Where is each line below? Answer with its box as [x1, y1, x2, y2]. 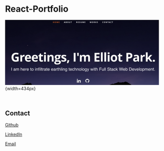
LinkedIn [5, 131, 22, 137]
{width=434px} [5, 86, 36, 91]
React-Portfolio [5, 3, 69, 15]
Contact [5, 109, 30, 117]
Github [5, 122, 19, 128]
